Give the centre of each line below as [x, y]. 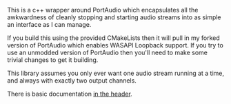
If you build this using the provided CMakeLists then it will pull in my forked [114, 38]
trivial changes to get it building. [53, 60]
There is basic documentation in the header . [70, 94]
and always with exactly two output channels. [72, 81]
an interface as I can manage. [49, 24]
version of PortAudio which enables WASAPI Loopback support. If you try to [115, 45]
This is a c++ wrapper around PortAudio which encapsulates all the [103, 10]
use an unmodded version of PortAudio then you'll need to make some [108, 52]
